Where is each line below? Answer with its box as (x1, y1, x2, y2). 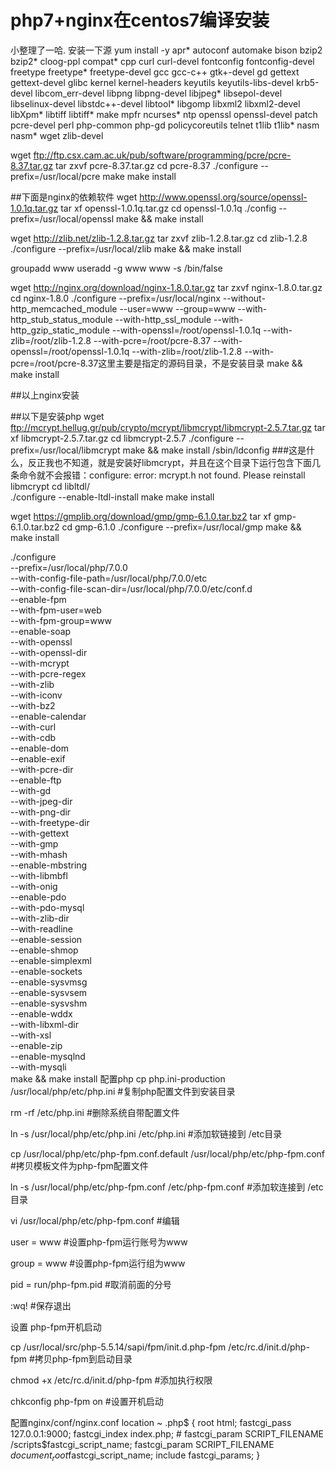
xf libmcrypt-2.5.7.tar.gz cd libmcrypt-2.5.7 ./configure (10, 432, 235, 444)
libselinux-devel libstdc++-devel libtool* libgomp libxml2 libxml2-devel (10, 97, 301, 110)
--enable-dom (10, 742, 69, 754)
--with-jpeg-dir (10, 795, 73, 807)
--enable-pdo (10, 891, 67, 903)
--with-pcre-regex (10, 667, 87, 680)
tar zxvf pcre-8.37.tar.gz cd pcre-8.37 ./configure (55, 159, 259, 171)
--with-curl (10, 721, 57, 733)
